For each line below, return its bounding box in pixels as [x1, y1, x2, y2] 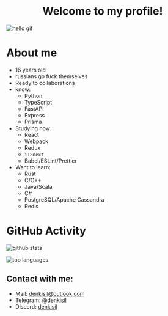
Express [24, 111, 45, 119]
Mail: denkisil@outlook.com [15, 290, 85, 297]
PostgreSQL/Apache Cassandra [24, 196, 105, 203]
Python [24, 92, 43, 99]
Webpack [24, 138, 49, 145]
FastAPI [24, 105, 44, 112]
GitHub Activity [6, 224, 87, 238]
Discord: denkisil [15, 303, 57, 310]
